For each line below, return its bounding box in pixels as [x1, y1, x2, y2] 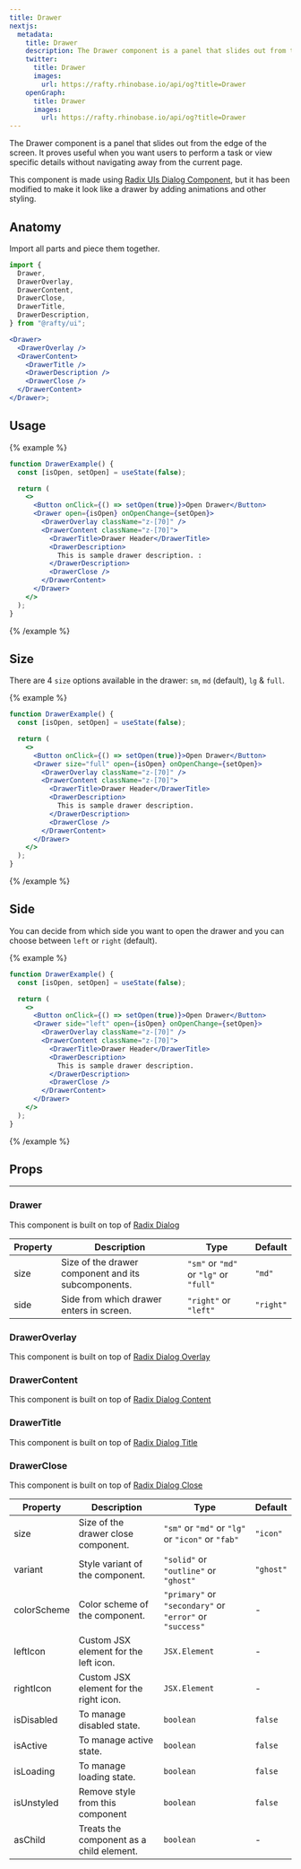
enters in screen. [61, 1304, 132, 1316]
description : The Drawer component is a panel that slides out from [25, 47, 287, 56]
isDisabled [13, 1713, 58, 1725]
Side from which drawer [61, 1293, 163, 1306]
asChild [13, 1833, 47, 1846]
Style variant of [78, 1558, 143, 1570]
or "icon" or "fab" [163, 1533, 239, 1545]
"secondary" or [163, 1599, 226, 1611]
